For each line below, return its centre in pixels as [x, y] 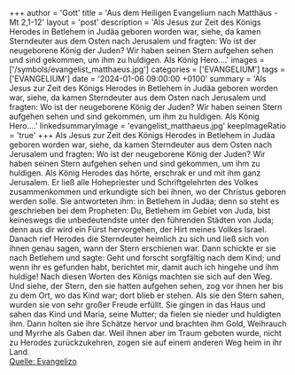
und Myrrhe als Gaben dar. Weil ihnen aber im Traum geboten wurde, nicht [145, 333]
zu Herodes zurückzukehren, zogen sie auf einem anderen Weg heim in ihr [146, 342]
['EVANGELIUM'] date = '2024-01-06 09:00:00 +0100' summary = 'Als [138, 78]
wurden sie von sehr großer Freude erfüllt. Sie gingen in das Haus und [137, 305]
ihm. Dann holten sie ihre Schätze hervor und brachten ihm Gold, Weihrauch [148, 324]
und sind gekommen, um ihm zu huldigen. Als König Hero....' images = [137, 60]
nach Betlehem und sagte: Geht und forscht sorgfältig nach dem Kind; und [145, 258]
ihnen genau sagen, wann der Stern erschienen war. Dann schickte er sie [143, 248]
